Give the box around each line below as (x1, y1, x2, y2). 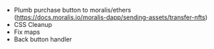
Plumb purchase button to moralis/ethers (13, 6, 131, 14)
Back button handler (13, 35, 72, 43)
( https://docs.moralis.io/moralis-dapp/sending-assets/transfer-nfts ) (13, 13, 208, 21)
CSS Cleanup (13, 21, 52, 28)
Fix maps (13, 28, 40, 36)
